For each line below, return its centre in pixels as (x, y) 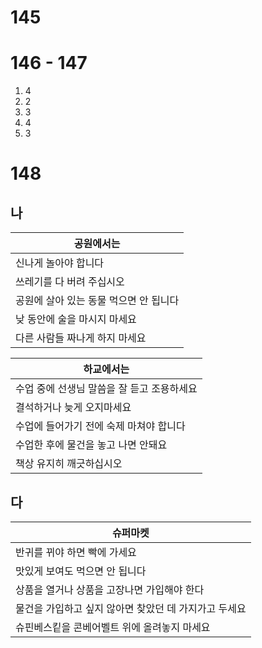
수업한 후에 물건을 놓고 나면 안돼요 (91, 445)
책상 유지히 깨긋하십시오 (69, 464)
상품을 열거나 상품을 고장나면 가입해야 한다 (110, 589)
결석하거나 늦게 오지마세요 (73, 408)
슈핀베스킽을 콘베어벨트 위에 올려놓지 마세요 (113, 627)
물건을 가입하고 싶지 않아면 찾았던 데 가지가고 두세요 (131, 608)
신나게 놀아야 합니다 (60, 263)
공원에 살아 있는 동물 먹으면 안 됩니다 (97, 301)
